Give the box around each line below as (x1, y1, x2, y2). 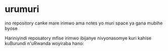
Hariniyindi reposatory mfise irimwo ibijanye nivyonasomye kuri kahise (5, 35, 152, 41)
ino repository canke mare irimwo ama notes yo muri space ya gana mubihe (5, 20, 163, 26)
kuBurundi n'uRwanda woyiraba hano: (5, 40, 84, 46)
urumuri (5, 3, 39, 15)
